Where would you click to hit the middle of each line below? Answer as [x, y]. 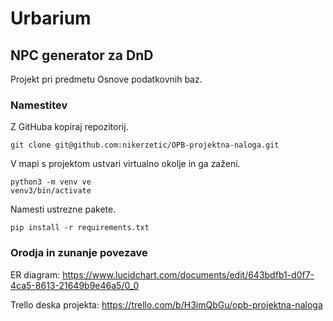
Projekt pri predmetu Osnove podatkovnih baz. [106, 79]
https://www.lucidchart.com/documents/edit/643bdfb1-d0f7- [188, 274]
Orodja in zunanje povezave [79, 253]
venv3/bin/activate [51, 191]
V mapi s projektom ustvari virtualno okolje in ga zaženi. [125, 164]
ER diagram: [35, 274]
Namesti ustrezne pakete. [63, 209]
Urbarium [51, 18]
